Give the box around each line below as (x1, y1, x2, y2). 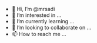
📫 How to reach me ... (11, 31, 66, 37)
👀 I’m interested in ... (11, 12, 62, 19)
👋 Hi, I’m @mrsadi (11, 6, 55, 12)
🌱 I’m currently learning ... (11, 18, 75, 24)
